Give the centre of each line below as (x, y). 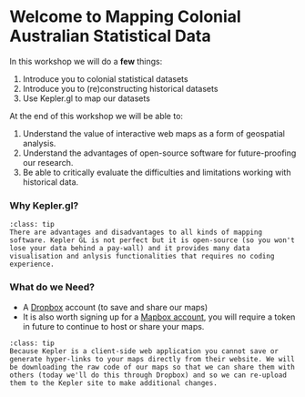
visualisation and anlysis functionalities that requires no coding (142, 257)
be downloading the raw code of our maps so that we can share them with (152, 367)
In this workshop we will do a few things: (86, 61)
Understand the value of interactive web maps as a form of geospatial (153, 133)
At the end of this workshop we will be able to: (97, 116)
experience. (32, 265)
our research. (48, 162)
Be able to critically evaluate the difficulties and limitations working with (157, 172)
